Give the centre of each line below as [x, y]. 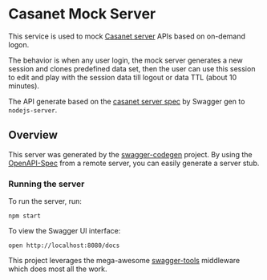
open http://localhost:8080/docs [64, 246]
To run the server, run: [45, 201]
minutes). [24, 86]
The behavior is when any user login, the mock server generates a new [125, 60]
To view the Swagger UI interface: [65, 231]
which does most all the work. [58, 269]
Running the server [47, 184]
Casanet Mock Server [82, 14]
